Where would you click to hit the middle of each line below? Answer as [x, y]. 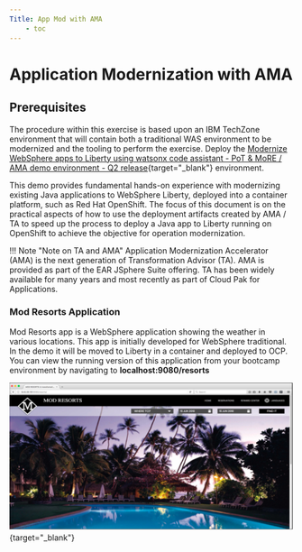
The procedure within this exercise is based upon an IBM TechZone [135, 129]
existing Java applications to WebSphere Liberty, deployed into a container [148, 195]
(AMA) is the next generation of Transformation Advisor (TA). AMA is [137, 260]
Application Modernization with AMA [151, 74]
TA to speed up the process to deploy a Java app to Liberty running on [141, 223]
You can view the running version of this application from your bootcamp [145, 360]
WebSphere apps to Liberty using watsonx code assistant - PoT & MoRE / [146, 158]
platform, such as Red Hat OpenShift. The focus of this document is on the [147, 204]
